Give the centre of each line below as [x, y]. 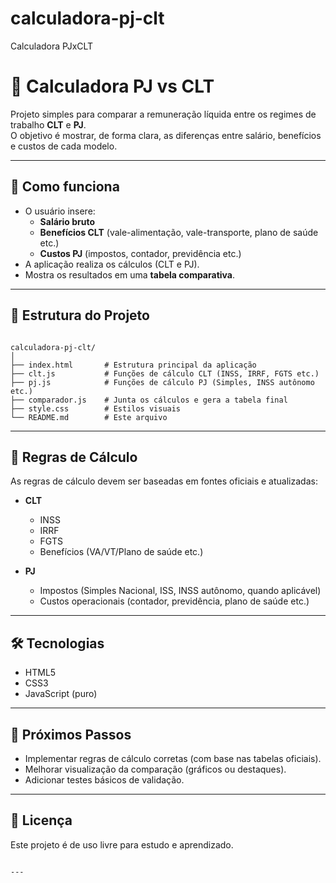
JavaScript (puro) [61, 694]
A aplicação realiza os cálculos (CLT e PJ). [112, 264]
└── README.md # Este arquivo [89, 417]
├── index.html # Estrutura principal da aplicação [133, 365]
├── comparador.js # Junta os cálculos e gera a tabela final [149, 400]
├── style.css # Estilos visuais [96, 408]
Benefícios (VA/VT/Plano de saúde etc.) [121, 552]
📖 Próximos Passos [71, 734]
